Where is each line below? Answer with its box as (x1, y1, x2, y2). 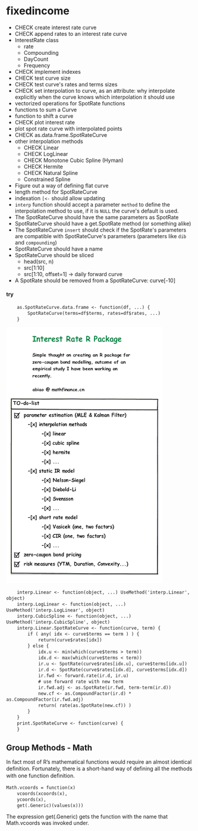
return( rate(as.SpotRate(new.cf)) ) (37, 702, 132, 709)
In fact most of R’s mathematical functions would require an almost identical (6, 758, 192, 766)
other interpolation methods (14, 138, 83, 145)
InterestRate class (14, 36, 59, 43)
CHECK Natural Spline (23, 169, 78, 176)
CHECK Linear (23, 144, 59, 151)
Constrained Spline (23, 176, 71, 183)
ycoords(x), (17, 796, 46, 802)
